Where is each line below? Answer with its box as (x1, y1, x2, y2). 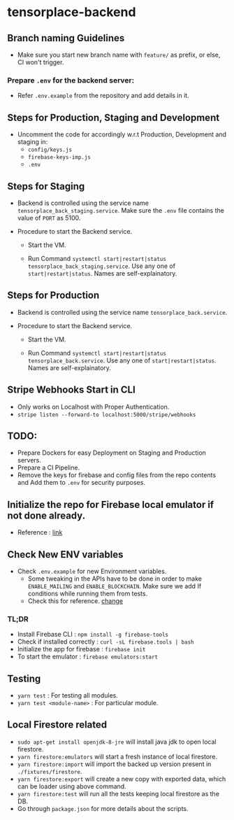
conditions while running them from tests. (27, 589, 148, 598)
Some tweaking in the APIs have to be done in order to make (27, 574, 203, 583)
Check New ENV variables (7, 549, 124, 560)
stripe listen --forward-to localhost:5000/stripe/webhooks (17, 411, 196, 418)
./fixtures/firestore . (17, 767, 82, 775)
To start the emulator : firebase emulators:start (17, 652, 159, 661)
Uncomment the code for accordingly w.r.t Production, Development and (17, 130, 227, 139)
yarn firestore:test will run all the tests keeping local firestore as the (17, 789, 220, 798)
